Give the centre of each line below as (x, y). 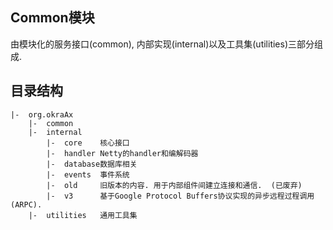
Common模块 (52, 18)
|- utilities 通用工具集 (83, 215)
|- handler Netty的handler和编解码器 (122, 153)
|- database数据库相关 (92, 164)
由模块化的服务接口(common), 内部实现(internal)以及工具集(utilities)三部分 (162, 44)
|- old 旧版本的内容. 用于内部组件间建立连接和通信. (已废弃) (174, 185)
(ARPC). (26, 204)
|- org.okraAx (42, 114)
